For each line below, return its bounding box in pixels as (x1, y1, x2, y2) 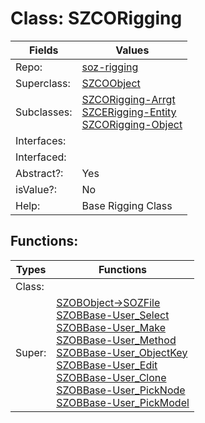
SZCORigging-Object (81, 117, 183, 131)
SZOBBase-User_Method (56, 333, 177, 347)
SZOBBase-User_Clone (56, 370, 167, 384)
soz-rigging (81, 60, 139, 74)
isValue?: (15, 182, 57, 196)
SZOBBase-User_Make (56, 320, 166, 334)
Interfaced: (15, 150, 67, 164)
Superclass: (15, 76, 71, 90)
